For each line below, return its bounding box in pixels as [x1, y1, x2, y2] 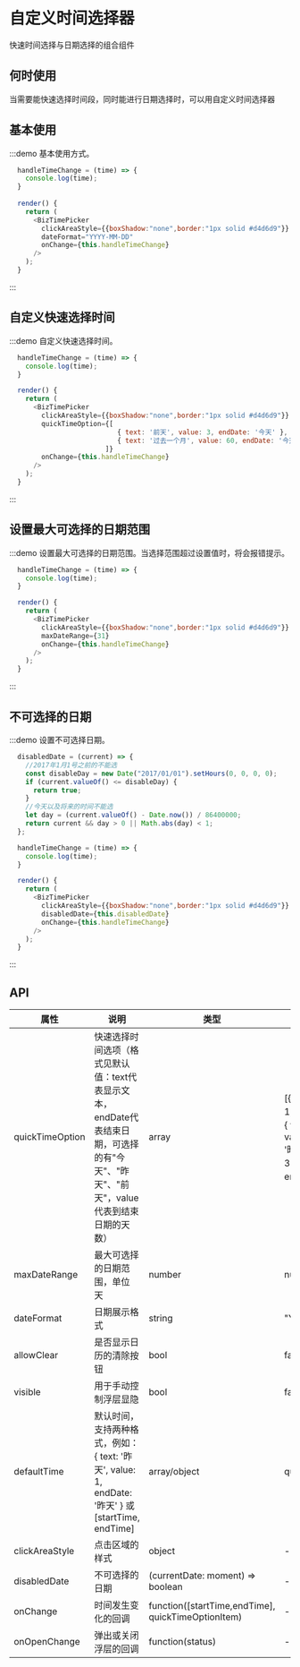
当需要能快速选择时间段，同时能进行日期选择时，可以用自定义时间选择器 [9, 93, 275, 104]
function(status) [148, 1636, 217, 1648]
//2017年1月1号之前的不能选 [25, 760, 118, 770]
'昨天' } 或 [93, 1500, 136, 1512]
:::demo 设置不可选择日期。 [9, 735, 110, 745]
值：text [93, 1071, 129, 1083]
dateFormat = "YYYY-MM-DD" [41, 232, 134, 242]
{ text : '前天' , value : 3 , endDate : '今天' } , [117, 427, 288, 437]
